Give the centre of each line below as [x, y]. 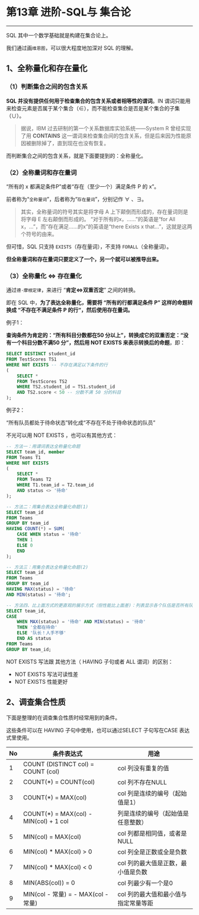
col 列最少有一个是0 [145, 883]
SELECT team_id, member [36, 452]
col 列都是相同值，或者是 [152, 833]
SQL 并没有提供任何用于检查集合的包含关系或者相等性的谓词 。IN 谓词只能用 [98, 101]
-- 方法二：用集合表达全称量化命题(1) [47, 507]
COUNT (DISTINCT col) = [59, 764]
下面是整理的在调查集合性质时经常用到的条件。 [63, 718]
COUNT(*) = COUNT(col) [59, 782]
